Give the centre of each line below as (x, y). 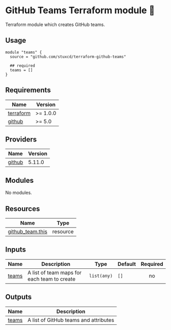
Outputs (19, 297)
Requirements (28, 90)
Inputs (16, 250)
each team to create (51, 279)
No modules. (19, 193)
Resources (23, 209)
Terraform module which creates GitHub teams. (55, 24)
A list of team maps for (55, 272)
